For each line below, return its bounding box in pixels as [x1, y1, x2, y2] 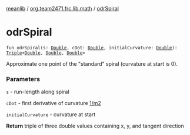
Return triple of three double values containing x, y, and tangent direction [6, 123, 184, 130]
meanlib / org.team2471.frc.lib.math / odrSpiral [6, 5, 119, 12]
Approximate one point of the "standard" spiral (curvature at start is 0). [6, 60, 178, 67]
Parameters [6, 75, 40, 83]
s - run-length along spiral [6, 88, 69, 96]
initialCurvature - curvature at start [6, 111, 96, 118]
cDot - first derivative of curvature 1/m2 [6, 100, 102, 107]
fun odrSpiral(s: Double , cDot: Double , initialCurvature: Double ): [6, 45, 178, 50]
